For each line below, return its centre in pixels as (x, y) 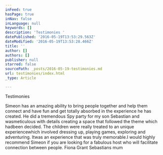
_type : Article (21, 78)
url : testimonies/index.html (35, 74)
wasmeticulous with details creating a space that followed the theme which (81, 121)
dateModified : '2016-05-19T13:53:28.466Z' (49, 42)
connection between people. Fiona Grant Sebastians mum (64, 147)
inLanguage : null (23, 23)
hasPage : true (20, 14)
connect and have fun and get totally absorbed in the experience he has (78, 111)
